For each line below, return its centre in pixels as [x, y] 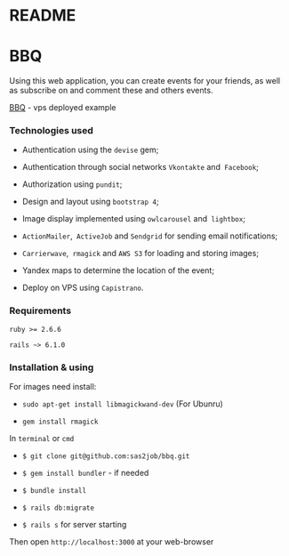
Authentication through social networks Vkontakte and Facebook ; [140, 167]
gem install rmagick [60, 422]
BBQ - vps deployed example [63, 108]
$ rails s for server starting [74, 525]
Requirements [40, 310]
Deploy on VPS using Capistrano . [83, 288]
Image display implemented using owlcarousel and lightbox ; [134, 219]
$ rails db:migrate [58, 508]
